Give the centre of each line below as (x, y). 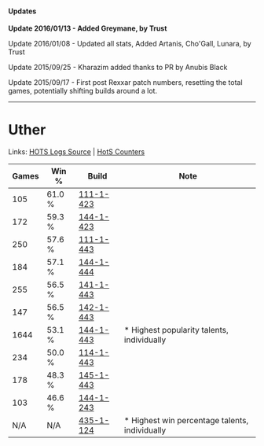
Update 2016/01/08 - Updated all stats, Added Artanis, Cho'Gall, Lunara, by (130, 44)
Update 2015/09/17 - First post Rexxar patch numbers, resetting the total (125, 83)
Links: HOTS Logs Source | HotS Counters (77, 152)
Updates (22, 11)
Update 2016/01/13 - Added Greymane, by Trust (88, 28)
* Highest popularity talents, (177, 330)
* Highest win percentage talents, (187, 421)
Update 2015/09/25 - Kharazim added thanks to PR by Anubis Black (118, 68)
